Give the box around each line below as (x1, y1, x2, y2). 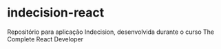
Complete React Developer (7, 35, 84, 43)
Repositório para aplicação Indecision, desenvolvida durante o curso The (7, 28, 215, 36)
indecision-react (7, 5, 105, 21)
